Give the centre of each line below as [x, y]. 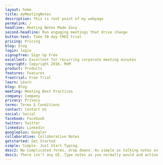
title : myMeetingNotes [28, 14]
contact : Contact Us [26, 110]
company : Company [23, 96]
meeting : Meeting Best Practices [39, 91]
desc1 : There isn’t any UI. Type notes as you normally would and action [82, 155]
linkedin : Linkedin [25, 127]
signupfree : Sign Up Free [31, 55]
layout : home [18, 10]
